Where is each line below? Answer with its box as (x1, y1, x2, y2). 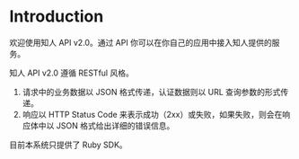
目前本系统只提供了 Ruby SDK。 (9, 139, 128, 150)
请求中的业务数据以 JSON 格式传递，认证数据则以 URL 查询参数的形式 (22, 86, 281, 97)
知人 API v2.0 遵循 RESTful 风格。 (9, 67, 135, 78)
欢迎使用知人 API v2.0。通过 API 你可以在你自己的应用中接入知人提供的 (9, 37, 272, 48)
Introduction (9, 6, 104, 27)
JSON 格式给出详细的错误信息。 (56, 119, 175, 131)
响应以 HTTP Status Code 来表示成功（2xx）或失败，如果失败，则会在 (22, 109, 283, 119)
